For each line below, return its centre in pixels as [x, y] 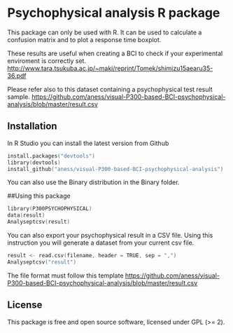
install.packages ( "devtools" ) [51, 156]
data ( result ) [26, 215]
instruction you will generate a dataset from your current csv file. [101, 243]
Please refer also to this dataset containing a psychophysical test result [110, 89]
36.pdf [17, 76]
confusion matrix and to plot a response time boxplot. [84, 39]
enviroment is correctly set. [47, 60]
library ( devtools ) [34, 163]
